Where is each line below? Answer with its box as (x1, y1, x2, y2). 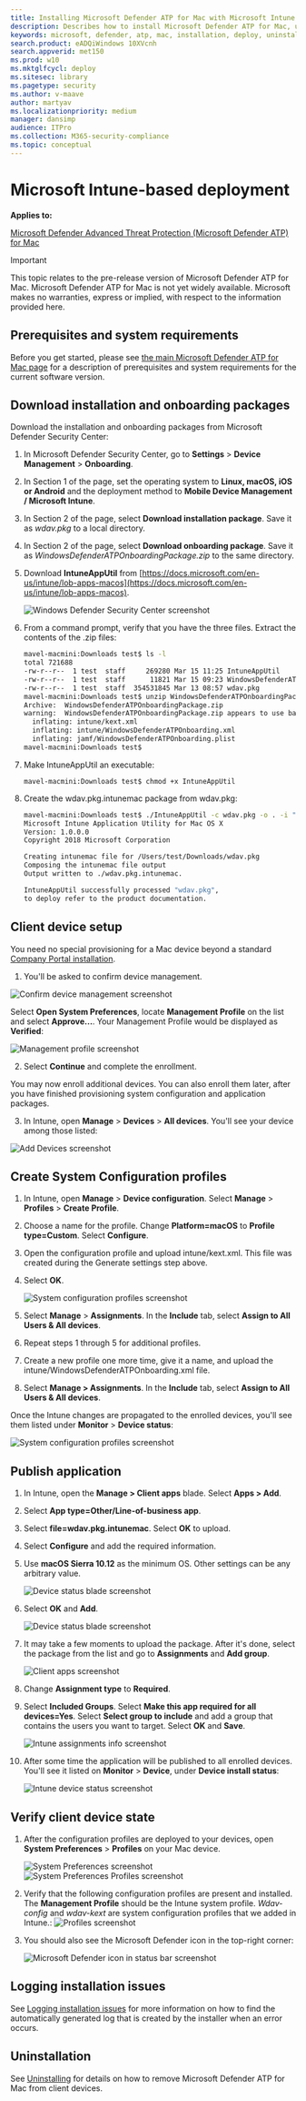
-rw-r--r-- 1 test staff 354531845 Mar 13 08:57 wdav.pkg (23, 684, 261, 693)
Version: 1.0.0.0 (23, 827, 90, 837)
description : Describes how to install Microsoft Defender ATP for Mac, (10, 22, 291, 31)
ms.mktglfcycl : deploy (10, 65, 96, 74)
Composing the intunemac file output (23, 861, 167, 870)
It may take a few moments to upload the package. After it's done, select (23, 1639, 296, 1649)
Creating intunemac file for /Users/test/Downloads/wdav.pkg (23, 852, 261, 861)
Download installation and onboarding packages (10, 397, 291, 412)
